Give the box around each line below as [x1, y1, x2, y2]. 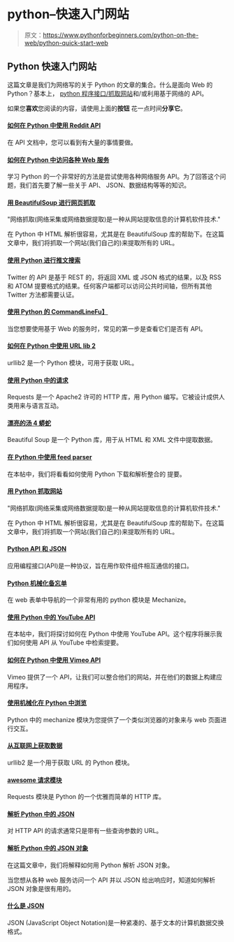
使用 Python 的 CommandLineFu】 [7, 308, 108, 316]
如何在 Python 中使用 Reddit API [7, 122, 101, 130]
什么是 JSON [7, 901, 45, 910]
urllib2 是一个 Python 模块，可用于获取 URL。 [7, 358, 138, 367]
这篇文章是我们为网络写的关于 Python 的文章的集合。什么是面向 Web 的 [7, 80, 213, 89]
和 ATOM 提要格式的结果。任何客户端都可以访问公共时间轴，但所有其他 [7, 281, 212, 290]
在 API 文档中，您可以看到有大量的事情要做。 [7, 138, 138, 147]
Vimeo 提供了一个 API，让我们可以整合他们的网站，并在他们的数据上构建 [7, 672, 217, 681]
